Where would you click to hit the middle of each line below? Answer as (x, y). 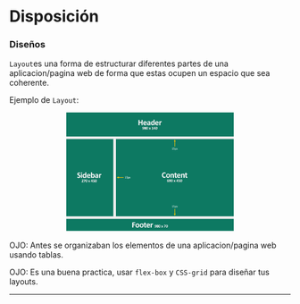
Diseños (28, 45)
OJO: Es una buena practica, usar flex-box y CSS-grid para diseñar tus (139, 272)
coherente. (29, 83)
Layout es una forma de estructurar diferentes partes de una (119, 63)
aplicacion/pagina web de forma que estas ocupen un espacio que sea (140, 73)
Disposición (54, 17)
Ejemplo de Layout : (44, 100)
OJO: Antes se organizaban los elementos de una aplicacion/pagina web (143, 245)
